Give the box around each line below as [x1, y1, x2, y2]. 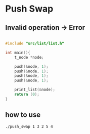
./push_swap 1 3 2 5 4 [5, 124, 53, 129]
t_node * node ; [14, 55, 44, 60]
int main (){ [5, 50, 30, 55]
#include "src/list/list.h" [5, 41, 65, 46]
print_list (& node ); [14, 87, 56, 93]
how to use [5, 111, 41, 119]
